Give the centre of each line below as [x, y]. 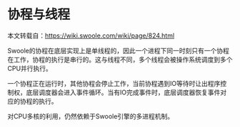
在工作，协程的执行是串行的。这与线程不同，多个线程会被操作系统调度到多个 [120, 59]
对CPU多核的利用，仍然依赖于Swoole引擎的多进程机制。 [91, 116]
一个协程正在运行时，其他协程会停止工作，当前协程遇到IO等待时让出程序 [114, 83]
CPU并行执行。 [30, 68]
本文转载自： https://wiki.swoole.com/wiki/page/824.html [91, 35]
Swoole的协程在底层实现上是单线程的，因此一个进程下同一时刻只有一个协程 [119, 50]
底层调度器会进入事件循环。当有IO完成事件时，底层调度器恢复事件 [123, 92]
